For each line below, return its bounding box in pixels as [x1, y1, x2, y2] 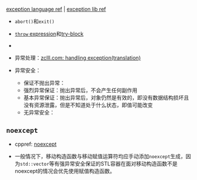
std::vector [19, 161, 50, 167]
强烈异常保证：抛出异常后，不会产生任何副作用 [23, 87, 137, 94]
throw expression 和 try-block [14, 30, 84, 37]
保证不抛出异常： [23, 80, 65, 86]
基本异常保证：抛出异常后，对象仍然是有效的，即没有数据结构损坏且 [23, 94, 189, 101]
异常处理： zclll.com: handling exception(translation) [14, 54, 141, 61]
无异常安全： [23, 109, 55, 116]
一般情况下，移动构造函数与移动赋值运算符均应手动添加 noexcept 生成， [14, 152, 186, 159]
